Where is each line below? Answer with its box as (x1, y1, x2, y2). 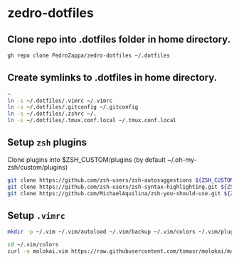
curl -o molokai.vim (7, 248, 69, 255)
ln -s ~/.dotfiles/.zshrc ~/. (7, 110, 97, 118)
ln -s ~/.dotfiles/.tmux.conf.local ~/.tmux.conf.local (7, 117, 176, 124)
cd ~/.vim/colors (7, 241, 59, 249)
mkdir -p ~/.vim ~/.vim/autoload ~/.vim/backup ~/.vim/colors (7, 229, 196, 236)
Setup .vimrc (7, 209, 65, 222)
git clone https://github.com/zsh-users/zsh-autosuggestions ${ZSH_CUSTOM (7, 176, 234, 184)
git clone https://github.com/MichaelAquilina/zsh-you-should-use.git (7, 190, 221, 197)
